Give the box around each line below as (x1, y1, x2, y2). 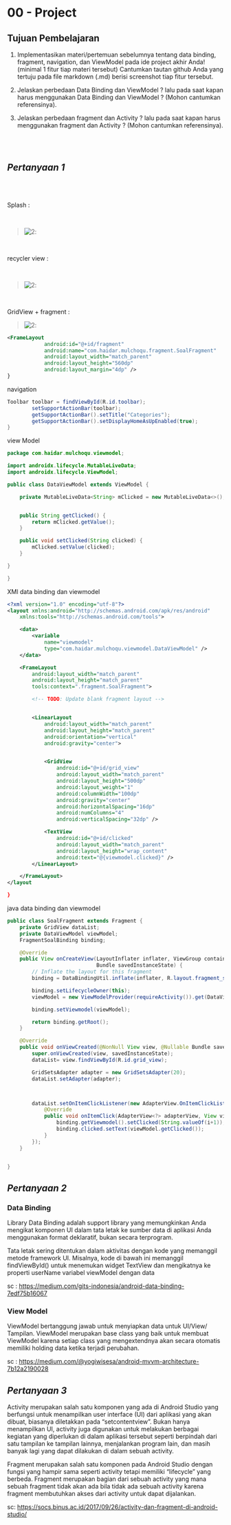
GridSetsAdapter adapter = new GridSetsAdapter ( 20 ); (32, 1069, 186, 1076)
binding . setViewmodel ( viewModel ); (32, 1006, 131, 1013)
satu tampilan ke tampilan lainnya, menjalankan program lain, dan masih (7, 1440, 211, 1448)
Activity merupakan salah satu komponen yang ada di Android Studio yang (7, 1403, 219, 1411)
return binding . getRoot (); (32, 1019, 109, 1025)
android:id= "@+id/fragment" (43, 340, 125, 347)
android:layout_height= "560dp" (43, 360, 134, 367)
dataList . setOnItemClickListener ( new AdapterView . (32, 1100, 180, 1107)
